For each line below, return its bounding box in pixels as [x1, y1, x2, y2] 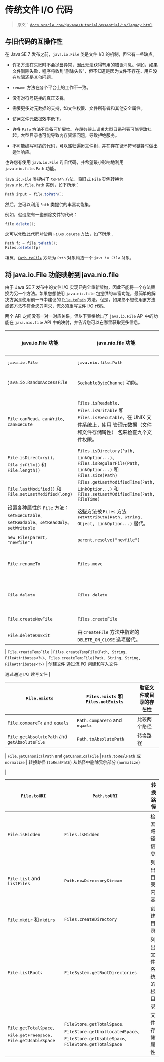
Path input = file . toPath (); [5, 192, 64, 197]
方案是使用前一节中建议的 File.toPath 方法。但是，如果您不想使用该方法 [9, 297, 156, 303]
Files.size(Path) [77, 473, 118, 478]
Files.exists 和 [86, 693, 123, 699]
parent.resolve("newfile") [77, 537, 140, 543]
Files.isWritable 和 [77, 407, 124, 414]
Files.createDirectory [64, 917, 117, 922]
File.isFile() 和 [7, 462, 46, 468]
